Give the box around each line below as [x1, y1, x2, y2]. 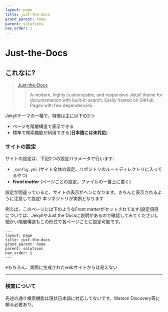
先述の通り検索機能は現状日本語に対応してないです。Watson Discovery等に [5, 295, 160, 301]
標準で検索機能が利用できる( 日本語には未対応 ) [12, 129, 108, 135]
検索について [5, 283, 36, 290]
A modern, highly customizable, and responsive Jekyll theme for [29, 92, 163, 98]
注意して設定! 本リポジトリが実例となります [13, 195, 104, 201]
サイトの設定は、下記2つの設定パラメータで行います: [5, 155, 114, 161]
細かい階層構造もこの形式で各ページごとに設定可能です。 [5, 218, 123, 225]
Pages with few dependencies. [29, 102, 93, 108]
